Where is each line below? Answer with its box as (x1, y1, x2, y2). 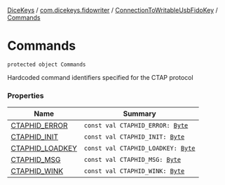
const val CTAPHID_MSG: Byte (83, 156, 181, 164)
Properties (7, 90, 44, 100)
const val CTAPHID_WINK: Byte (83, 167, 185, 175)
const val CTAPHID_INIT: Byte (83, 133, 185, 141)
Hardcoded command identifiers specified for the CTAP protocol (7, 73, 194, 81)
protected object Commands (7, 61, 86, 68)
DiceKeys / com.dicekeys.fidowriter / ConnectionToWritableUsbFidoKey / (7, 6, 219, 14)
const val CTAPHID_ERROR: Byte (83, 122, 189, 130)
